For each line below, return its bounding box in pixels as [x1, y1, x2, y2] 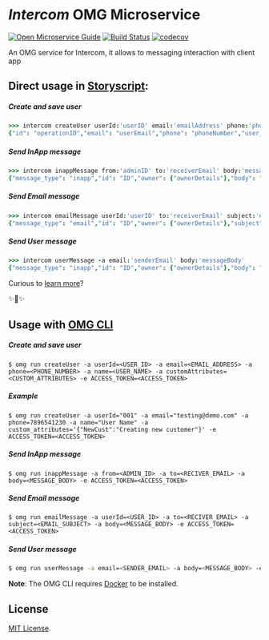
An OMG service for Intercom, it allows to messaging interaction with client [8, 47, 255, 57]
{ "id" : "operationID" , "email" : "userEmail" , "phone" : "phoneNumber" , [8, 130, 242, 138]
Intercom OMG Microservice [8, 6, 201, 24]
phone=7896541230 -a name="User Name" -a [8, 418, 149, 426]
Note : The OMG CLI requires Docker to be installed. [8, 579, 179, 589]
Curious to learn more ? [8, 279, 84, 288]
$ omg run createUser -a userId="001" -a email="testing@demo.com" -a [8, 411, 249, 420]
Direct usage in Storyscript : [8, 79, 149, 93]
